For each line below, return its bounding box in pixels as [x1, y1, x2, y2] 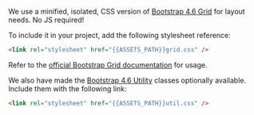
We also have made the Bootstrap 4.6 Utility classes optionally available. [8, 75, 247, 85]
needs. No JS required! [8, 15, 85, 25]
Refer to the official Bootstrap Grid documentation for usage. [8, 59, 208, 70]
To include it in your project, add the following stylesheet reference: [8, 31, 232, 40]
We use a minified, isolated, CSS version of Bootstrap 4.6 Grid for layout [8, 7, 245, 16]
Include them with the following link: [8, 83, 127, 94]
